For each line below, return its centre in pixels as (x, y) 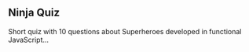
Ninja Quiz (34, 13)
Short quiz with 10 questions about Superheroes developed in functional (125, 31)
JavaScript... (29, 40)
